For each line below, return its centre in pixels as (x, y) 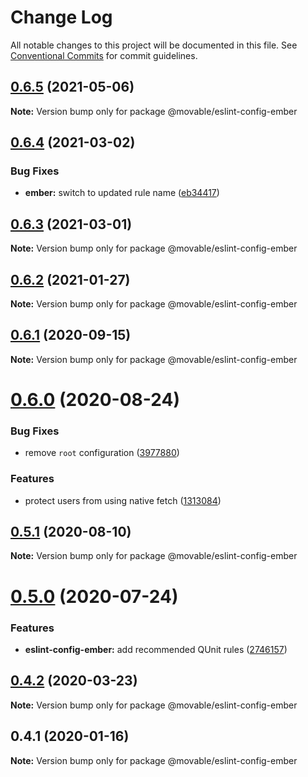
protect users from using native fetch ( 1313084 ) (123, 500)
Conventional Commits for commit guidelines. (104, 55)
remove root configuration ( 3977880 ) (102, 453)
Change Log (61, 17)
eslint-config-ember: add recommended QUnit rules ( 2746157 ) (156, 649)
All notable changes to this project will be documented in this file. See (154, 45)
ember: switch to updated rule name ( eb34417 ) (122, 193)
